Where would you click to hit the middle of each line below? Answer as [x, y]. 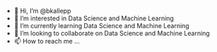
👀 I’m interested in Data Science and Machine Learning [94, 18]
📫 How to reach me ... [47, 41]
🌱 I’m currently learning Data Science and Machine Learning [101, 26]
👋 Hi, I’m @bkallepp [42, 11]
